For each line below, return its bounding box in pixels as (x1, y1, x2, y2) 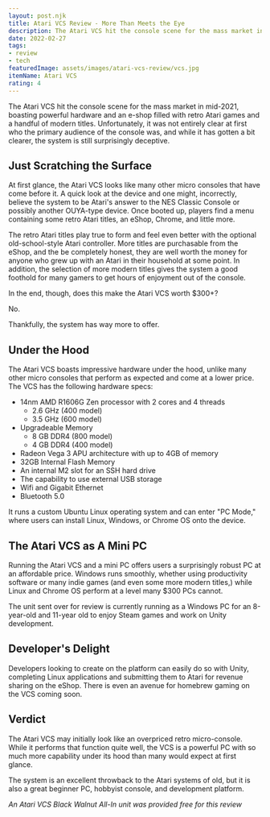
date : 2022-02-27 (8, 34, 67, 43)
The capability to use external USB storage (19, 475, 162, 484)
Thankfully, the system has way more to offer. (8, 320, 160, 330)
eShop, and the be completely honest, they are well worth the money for (8, 247, 247, 257)
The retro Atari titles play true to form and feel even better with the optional (8, 230, 257, 240)
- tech (8, 57, 31, 65)
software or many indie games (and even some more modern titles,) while (8, 577, 253, 587)
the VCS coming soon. (8, 689, 83, 699)
